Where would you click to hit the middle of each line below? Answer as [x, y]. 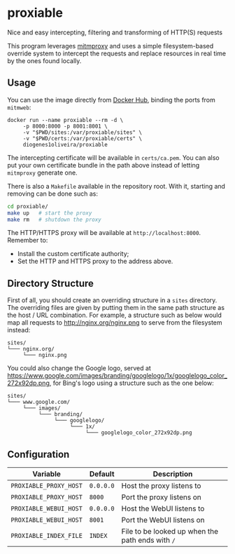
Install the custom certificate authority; [73, 254]
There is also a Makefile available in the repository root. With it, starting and [116, 186]
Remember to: [28, 241]
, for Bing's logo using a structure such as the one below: [132, 383]
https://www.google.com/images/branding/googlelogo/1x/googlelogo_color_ [117, 376]
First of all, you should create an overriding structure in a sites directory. [112, 300]
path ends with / [149, 540]
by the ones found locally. [44, 60]
